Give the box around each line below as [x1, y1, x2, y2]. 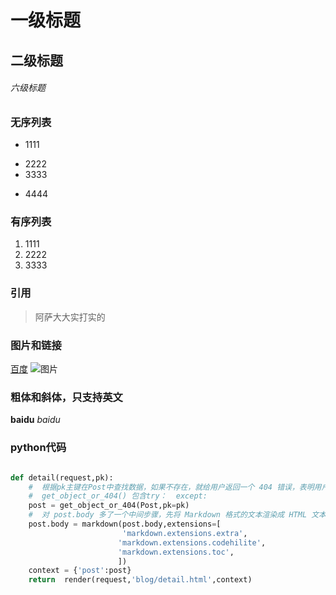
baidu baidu [10, 414, 61, 426]
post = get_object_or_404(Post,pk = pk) [28, 501, 190, 511]
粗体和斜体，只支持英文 [10, 390, 123, 404]
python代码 [10, 441, 67, 455]
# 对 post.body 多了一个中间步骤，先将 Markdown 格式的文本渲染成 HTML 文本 [28, 510, 327, 520]
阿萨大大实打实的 [34, 311, 106, 323]
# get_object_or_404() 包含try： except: [28, 491, 208, 501]
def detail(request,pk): [10, 472, 114, 483]
